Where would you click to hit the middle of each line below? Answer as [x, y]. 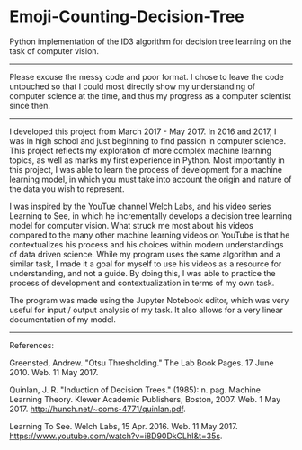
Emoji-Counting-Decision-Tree [127, 17]
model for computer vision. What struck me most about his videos [132, 225]
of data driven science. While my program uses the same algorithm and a [145, 254]
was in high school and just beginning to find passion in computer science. [147, 140]
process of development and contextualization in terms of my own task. [142, 283]
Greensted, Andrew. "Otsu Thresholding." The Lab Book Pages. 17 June [142, 363]
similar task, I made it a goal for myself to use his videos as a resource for [146, 264]
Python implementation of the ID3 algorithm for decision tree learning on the [151, 41]
